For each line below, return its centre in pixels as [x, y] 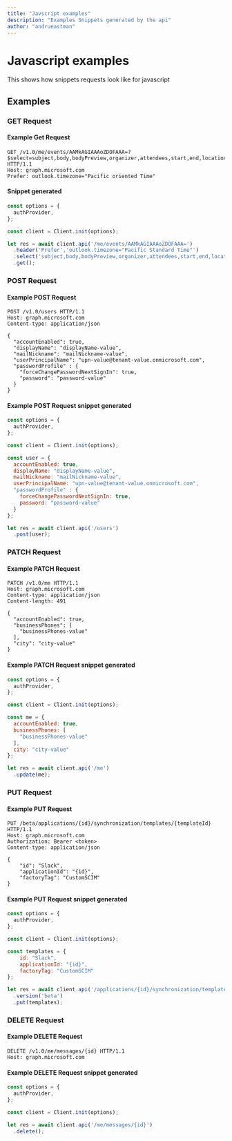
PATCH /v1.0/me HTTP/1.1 [43, 583]
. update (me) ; [32, 775]
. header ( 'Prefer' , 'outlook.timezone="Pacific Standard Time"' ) [106, 250]
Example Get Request [39, 137]
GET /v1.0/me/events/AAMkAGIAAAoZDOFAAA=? [69, 152]
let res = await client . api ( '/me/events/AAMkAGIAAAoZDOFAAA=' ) [100, 244]
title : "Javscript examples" [49, 13]
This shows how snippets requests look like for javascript [89, 79]
